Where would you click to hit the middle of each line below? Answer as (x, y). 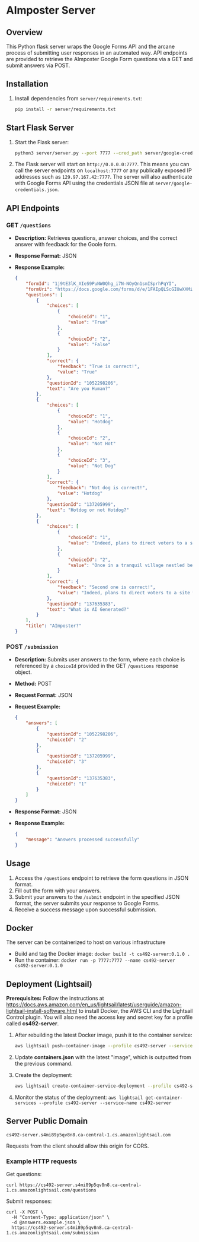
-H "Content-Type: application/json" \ (61, 1218)
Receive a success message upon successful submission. (86, 910)
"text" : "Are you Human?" (78, 389)
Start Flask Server (40, 128)
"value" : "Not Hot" (92, 444)
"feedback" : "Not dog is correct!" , (102, 488)
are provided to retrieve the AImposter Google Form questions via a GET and (99, 59)
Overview (25, 32)
